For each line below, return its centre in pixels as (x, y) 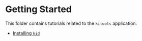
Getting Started (39, 9)
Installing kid (26, 33)
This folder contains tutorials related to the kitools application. (71, 23)
